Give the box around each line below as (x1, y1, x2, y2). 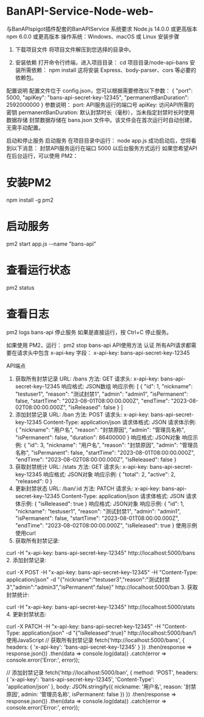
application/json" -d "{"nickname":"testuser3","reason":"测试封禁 (6, 576, 171, 583)
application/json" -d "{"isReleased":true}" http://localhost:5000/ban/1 (21, 629, 197, 637)
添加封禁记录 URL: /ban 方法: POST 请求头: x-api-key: (15, 410, 150, 418)
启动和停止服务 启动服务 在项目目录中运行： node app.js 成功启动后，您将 (6, 137, 191, 144)
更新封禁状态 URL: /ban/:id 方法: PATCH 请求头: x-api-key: (15, 485, 161, 492)
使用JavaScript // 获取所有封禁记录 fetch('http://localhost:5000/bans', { (6, 636, 185, 644)
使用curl (15, 529, 36, 537)
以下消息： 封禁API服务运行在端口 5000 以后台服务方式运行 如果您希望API (11, 144, 198, 152)
